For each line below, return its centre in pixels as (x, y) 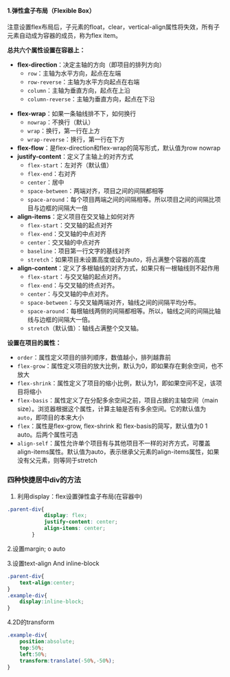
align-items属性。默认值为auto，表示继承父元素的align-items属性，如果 (118, 452)
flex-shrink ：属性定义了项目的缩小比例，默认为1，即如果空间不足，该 (116, 383)
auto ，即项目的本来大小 (50, 417)
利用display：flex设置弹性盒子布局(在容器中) (80, 496)
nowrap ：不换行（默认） (61, 122)
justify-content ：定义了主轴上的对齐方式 (75, 157)
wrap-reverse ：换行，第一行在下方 (76, 139)
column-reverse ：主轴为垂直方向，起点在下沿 (91, 99)
